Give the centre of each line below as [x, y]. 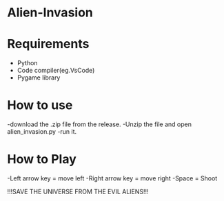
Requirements [48, 44]
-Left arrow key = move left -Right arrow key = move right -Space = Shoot [112, 178]
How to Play [42, 159]
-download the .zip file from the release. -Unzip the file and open [99, 124]
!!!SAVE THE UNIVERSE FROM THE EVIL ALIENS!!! [78, 191]
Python [27, 63]
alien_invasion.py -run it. [42, 132]
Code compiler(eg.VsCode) [56, 71]
